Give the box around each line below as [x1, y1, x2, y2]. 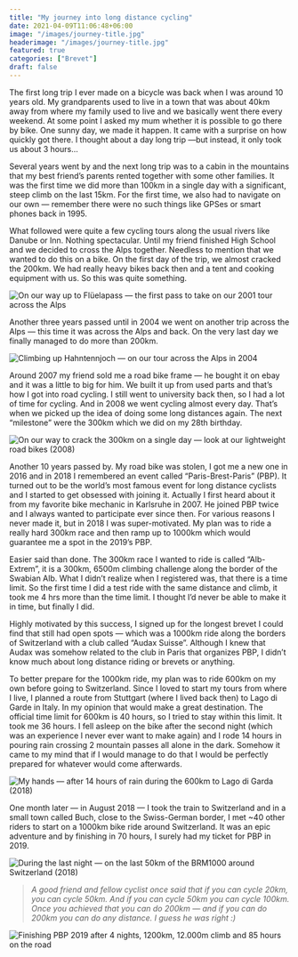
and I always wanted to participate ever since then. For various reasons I [9, 508, 276, 519]
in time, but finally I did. [9, 601, 95, 612]
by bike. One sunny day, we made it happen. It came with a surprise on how [9, 125, 287, 135]
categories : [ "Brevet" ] [9, 54, 98, 63]
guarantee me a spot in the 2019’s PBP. [9, 536, 153, 547]
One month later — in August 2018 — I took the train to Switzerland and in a [9, 802, 286, 813]
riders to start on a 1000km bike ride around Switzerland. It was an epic [9, 821, 271, 832]
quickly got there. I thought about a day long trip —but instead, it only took [9, 134, 282, 145]
